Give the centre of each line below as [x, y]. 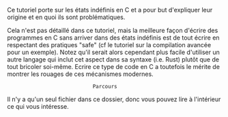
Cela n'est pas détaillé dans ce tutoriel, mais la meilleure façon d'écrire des [113, 30]
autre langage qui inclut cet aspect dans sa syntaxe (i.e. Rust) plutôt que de [113, 60]
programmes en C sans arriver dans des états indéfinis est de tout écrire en [113, 38]
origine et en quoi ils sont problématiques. [66, 17]
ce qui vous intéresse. [38, 106]
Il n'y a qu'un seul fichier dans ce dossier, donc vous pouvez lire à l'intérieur [114, 99]
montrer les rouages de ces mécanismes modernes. [80, 74]
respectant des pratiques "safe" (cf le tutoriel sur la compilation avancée [109, 45]
